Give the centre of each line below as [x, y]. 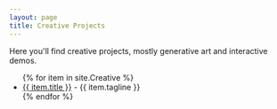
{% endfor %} [48, 96]
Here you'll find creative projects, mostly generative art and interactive [138, 51]
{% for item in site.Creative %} [78, 77]
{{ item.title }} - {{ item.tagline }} [81, 87]
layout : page [33, 17]
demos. [23, 60]
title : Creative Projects [57, 26]
